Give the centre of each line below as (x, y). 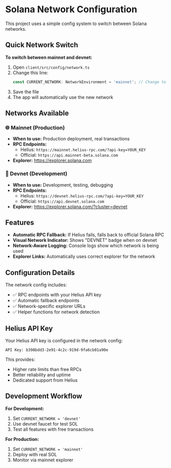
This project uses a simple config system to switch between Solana (76, 23)
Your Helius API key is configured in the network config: (64, 341)
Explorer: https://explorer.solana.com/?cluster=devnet (70, 206)
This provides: (20, 360)
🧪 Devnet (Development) (36, 174)
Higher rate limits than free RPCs (47, 370)
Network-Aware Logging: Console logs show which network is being (86, 245)
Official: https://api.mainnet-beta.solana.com (69, 155)
